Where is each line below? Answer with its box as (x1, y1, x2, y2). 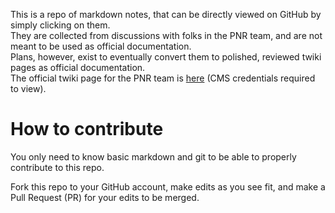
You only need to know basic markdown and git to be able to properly (10, 150, 297, 163)
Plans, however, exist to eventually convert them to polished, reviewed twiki (10, 51, 322, 63)
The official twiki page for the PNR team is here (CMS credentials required (10, 72, 316, 84)
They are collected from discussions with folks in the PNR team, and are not (10, 30, 323, 41)
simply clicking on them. (10, 19, 111, 31)
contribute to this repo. (10, 161, 105, 173)
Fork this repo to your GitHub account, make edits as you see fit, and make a (10, 180, 326, 193)
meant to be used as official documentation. (10, 40, 192, 52)
